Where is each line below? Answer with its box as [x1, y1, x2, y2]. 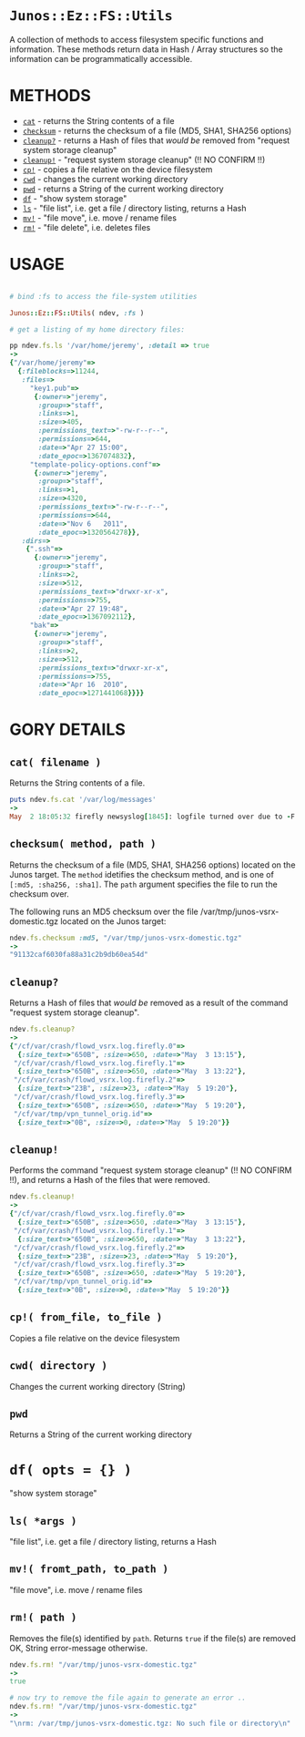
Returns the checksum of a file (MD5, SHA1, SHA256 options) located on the [9, 859, 296, 870]
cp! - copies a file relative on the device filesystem [22, 163, 213, 175]
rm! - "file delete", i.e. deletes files [22, 221, 151, 232]
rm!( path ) [9, 1611, 77, 1624]
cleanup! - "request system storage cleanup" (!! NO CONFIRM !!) [22, 154, 266, 165]
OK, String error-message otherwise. [9, 1642, 148, 1653]
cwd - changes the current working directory [22, 173, 188, 184]
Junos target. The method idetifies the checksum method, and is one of [9, 868, 275, 879]
